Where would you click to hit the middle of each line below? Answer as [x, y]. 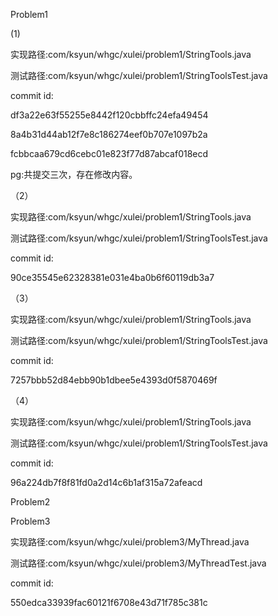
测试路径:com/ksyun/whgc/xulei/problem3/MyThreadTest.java [138, 563]
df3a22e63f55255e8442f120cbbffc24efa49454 [109, 115]
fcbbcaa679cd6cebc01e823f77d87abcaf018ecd [109, 153]
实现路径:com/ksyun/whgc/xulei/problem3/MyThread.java [130, 542]
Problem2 [30, 502]
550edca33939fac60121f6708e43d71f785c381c [109, 602]
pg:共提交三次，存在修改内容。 [74, 174]
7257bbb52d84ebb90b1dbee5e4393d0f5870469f [114, 380]
